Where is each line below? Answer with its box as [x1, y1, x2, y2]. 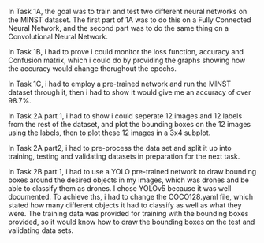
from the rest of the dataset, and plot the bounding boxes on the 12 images [8, 120, 251, 129]
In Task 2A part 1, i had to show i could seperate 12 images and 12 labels [8, 111, 243, 121]
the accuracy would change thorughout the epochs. [8, 64, 177, 73]
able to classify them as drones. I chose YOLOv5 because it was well [8, 184, 232, 193]
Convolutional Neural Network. [8, 32, 108, 41]
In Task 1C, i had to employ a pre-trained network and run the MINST [8, 79, 232, 88]
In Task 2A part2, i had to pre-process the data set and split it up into [8, 144, 232, 152]
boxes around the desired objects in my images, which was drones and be [8, 175, 250, 185]
